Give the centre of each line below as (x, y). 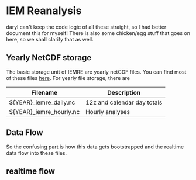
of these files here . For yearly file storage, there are (68, 78)
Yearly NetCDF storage (49, 58)
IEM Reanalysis (44, 11)
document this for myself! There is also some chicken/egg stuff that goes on (98, 33)
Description (124, 92)
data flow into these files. (37, 153)
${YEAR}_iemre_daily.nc (42, 102)
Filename (44, 92)
